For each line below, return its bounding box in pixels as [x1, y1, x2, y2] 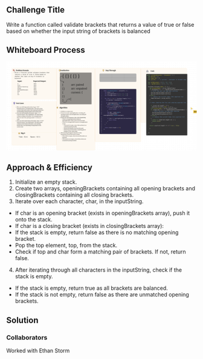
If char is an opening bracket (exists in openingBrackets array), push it [14, 209, 190, 217]
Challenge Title [6, 5, 65, 15]
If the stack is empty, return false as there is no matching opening [14, 229, 179, 236]
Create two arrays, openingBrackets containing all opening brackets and [14, 185, 195, 192]
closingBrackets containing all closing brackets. [14, 191, 134, 199]
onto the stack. [14, 216, 53, 223]
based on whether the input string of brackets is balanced [6, 27, 150, 35]
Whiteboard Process [6, 45, 86, 55]
